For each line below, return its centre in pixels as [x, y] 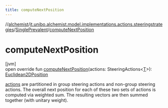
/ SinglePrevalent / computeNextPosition [54, 29]
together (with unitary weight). [37, 100]
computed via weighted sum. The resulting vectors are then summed [77, 95]
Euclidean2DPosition [27, 74]
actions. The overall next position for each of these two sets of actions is [80, 89]
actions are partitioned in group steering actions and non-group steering [80, 84]
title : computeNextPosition [35, 10]
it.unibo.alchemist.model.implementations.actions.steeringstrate [96, 24]
